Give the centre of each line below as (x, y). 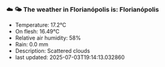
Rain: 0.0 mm (32, 44)
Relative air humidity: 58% (48, 38)
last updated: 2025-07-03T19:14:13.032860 (70, 57)
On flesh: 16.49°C (37, 32)
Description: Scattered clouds (52, 51)
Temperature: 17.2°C (40, 25)
